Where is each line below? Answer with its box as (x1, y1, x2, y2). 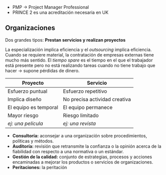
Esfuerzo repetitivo (62, 88, 108, 95)
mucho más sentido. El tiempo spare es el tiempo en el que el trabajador (5, 57, 153, 63)
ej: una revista (62, 120, 96, 127)
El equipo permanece (62, 104, 113, 111)
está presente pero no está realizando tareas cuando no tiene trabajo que (5, 62, 156, 68)
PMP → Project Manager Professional (12, 4, 89, 10)
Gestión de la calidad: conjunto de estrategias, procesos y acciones (12, 154, 152, 160)
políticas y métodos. (12, 138, 54, 144)
